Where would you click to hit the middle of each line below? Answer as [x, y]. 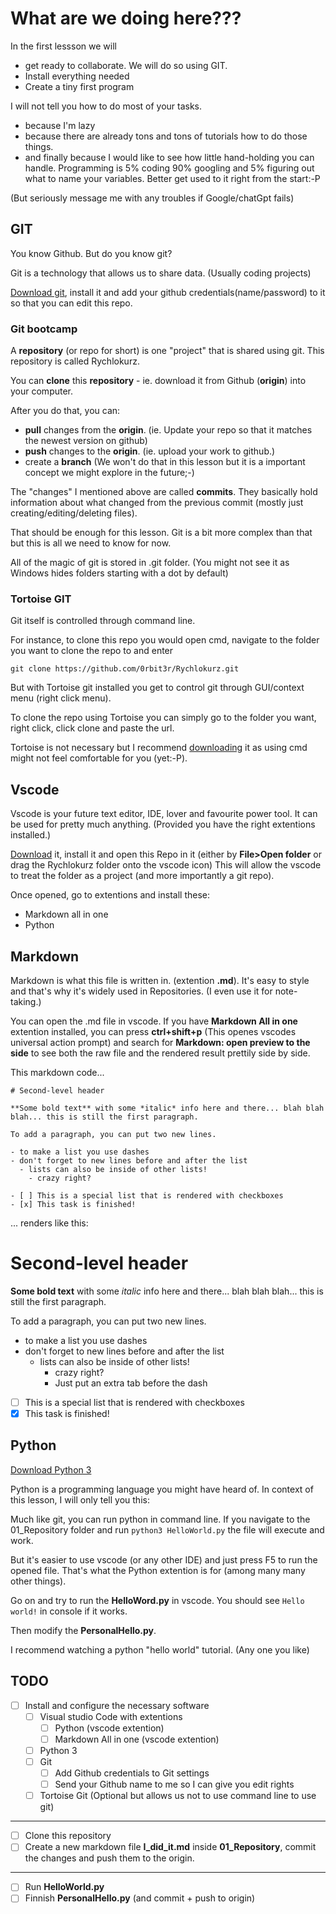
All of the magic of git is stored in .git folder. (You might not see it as [150, 563]
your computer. [42, 391]
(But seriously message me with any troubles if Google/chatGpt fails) [152, 198]
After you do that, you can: [65, 411]
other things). [38, 1581]
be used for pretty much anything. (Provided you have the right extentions [163, 824]
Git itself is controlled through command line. [103, 621]
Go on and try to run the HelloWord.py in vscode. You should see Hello [157, 1600]
